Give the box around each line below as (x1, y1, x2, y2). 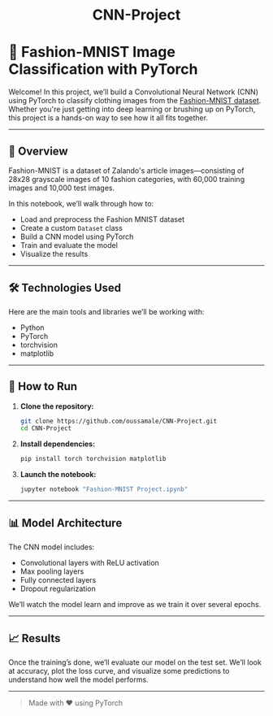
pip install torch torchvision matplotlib (19, 455, 167, 463)
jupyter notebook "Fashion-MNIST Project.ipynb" (19, 485, 188, 493)
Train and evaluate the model (19, 240, 118, 250)
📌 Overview (8, 144, 68, 158)
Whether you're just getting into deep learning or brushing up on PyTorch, (8, 104, 256, 115)
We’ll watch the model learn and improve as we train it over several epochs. (8, 599, 262, 609)
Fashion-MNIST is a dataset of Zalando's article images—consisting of (8, 165, 245, 176)
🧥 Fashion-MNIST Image (8, 43, 176, 62)
